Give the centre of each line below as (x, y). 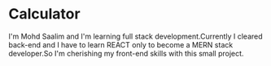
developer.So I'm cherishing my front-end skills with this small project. (126, 53)
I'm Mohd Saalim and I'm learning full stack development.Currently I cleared (135, 36)
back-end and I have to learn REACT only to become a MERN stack (121, 44)
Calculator (44, 14)
